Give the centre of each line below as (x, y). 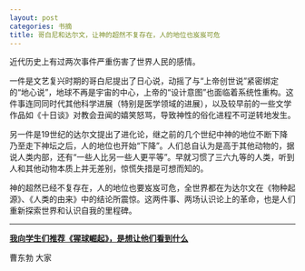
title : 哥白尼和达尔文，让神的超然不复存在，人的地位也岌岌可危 (115, 35)
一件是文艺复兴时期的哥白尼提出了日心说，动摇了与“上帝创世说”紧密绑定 (144, 81)
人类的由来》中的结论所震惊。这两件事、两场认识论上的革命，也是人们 (164, 199)
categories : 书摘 (41, 26)
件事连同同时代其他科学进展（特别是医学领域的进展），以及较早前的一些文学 (151, 104)
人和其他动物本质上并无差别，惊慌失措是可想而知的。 (109, 168)
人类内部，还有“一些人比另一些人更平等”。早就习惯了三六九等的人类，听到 (156, 157)
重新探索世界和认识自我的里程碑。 (73, 211)
